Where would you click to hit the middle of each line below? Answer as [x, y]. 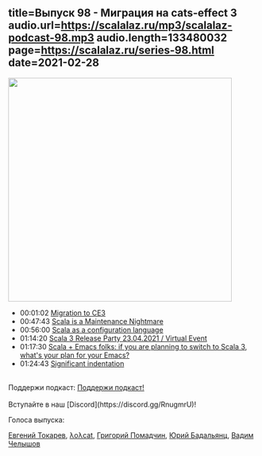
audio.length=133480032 [162, 38]
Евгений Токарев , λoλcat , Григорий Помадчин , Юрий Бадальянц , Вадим [131, 435]
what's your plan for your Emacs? [74, 355]
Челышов [25, 443]
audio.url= [35, 26]
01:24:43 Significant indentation [72, 363]
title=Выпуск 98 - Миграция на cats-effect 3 [123, 13]
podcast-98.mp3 [51, 38]
